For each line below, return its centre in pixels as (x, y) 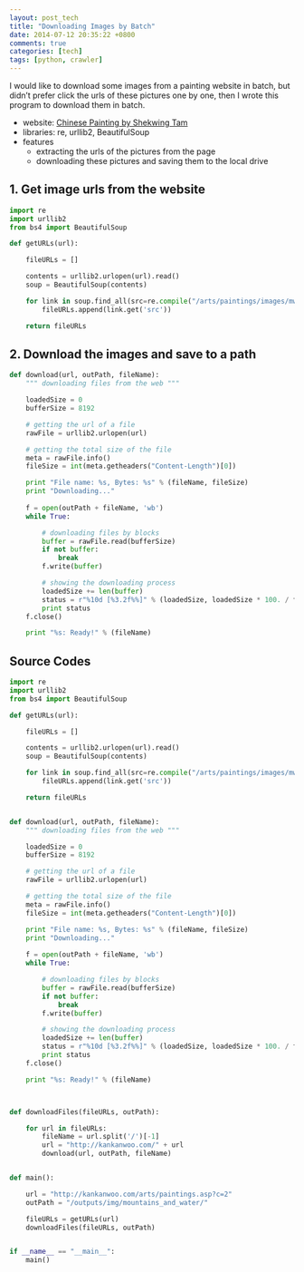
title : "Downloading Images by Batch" (82, 26)
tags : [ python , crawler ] (56, 60)
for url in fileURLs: (66, 1128)
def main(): (32, 1178)
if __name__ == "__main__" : (62, 1252)
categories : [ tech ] (46, 52)
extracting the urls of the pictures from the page (126, 151)
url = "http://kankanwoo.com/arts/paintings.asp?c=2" (129, 1194)
